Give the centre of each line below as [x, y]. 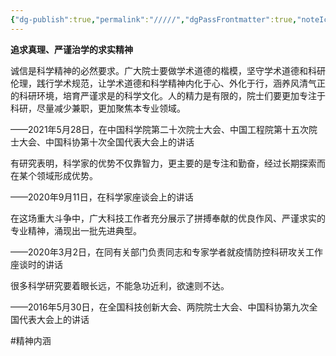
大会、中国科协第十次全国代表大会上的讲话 [106, 142]
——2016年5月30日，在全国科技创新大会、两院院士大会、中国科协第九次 [160, 307]
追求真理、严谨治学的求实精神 [71, 49]
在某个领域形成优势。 [54, 175]
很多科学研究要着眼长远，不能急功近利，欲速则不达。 [120, 285]
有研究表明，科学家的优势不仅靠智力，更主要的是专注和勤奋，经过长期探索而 [168, 163]
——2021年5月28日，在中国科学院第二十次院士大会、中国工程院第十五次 [160, 129]
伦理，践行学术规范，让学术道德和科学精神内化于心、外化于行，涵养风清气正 [168, 83]
